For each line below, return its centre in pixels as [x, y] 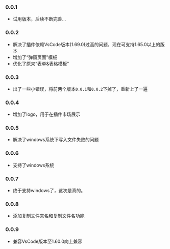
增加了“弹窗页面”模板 [35, 57]
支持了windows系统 [33, 165]
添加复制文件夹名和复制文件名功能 [48, 216]
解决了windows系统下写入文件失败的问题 [56, 140]
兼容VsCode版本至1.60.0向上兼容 [47, 241]
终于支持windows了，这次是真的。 [49, 191]
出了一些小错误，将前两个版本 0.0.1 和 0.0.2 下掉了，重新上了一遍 [80, 89]
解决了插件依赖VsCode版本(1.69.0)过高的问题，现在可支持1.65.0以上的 [87, 44]
